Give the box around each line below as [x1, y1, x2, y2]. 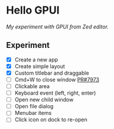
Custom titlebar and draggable [14, 69, 90, 76]
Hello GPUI [6, 4, 60, 17]
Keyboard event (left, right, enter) [14, 89, 96, 96]
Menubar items [14, 109, 52, 117]
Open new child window [14, 96, 74, 104]
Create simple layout [14, 63, 65, 70]
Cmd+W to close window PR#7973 [14, 76, 99, 83]
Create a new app [14, 56, 58, 63]
